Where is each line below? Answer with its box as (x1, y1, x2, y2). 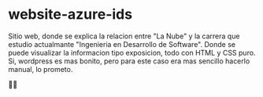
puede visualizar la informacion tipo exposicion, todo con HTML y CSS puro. (8, 48, 256, 57)
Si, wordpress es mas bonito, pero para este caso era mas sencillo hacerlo (8, 56, 250, 66)
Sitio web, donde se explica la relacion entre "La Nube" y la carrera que (8, 31, 240, 41)
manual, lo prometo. (8, 64, 73, 74)
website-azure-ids (8, 5, 132, 23)
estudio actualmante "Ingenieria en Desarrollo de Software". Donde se (8, 39, 236, 48)
